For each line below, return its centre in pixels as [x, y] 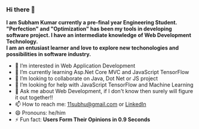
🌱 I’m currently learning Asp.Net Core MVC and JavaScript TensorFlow [102, 72]
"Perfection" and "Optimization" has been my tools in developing [89, 29]
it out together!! [34, 97]
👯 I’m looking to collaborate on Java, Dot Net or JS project [86, 79]
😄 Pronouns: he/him [40, 113]
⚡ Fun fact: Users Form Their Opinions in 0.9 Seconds [82, 119]
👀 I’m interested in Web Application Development [75, 66]
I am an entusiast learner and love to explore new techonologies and [93, 48]
